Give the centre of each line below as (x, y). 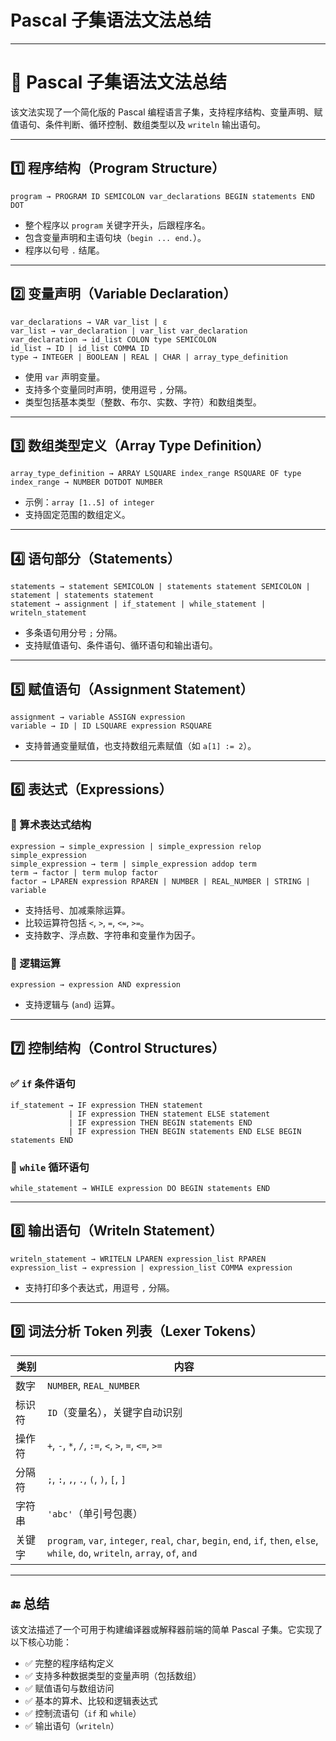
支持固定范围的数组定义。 (77, 515)
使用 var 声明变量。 (65, 377)
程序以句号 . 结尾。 (64, 250)
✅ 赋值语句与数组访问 (69, 1688)
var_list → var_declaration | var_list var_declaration (129, 331)
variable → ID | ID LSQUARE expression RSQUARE (111, 726)
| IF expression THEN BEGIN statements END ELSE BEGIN (185, 1131)
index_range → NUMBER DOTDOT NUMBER (86, 482)
